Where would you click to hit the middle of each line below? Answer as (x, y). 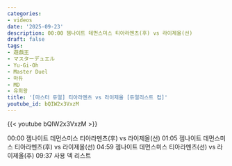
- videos (20, 20)
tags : (15, 46)
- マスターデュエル (31, 59)
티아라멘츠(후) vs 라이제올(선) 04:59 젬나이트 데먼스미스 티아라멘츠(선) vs (115, 147)
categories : (24, 14)
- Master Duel (28, 72)
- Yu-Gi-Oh (23, 65)
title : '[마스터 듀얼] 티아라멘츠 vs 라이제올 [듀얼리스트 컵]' (88, 98)
